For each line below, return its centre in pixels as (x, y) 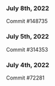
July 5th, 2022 (27, 37)
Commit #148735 (27, 21)
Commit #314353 (27, 49)
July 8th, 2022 (27, 8)
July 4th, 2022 (28, 65)
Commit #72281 (25, 78)
